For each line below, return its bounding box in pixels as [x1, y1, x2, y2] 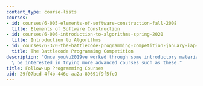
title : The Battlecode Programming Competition [11, 48, 134, 55]
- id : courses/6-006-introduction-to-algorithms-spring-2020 [6, 31, 164, 38]
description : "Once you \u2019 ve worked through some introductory [6, 54, 177, 60]
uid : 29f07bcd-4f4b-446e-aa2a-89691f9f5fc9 [6, 71, 118, 77]
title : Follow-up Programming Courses [6, 65, 104, 71]
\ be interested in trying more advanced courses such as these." [11, 59, 182, 65]
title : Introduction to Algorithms [11, 37, 101, 43]
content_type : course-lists [6, 8, 77, 15]
